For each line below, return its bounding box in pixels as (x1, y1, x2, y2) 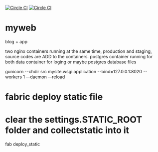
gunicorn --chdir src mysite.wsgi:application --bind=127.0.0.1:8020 (5, 68, 142, 74)
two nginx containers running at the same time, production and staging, (5, 48, 152, 54)
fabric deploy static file (5, 91, 103, 103)
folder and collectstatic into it (5, 125, 130, 136)
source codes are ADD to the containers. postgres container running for (5, 53, 153, 59)
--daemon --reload (25, 74, 65, 80)
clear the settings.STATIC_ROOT (5, 114, 143, 126)
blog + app (5, 38, 28, 44)
